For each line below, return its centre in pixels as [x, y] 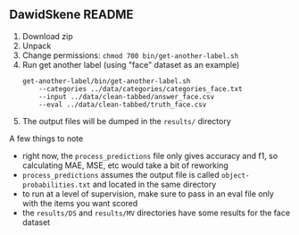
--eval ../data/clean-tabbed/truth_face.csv [123, 105]
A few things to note [46, 138]
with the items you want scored [80, 203]
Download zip [47, 36]
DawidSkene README [71, 15]
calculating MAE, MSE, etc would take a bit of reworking [125, 165]
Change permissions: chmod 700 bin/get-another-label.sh [130, 55]
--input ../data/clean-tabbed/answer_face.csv [127, 97]
